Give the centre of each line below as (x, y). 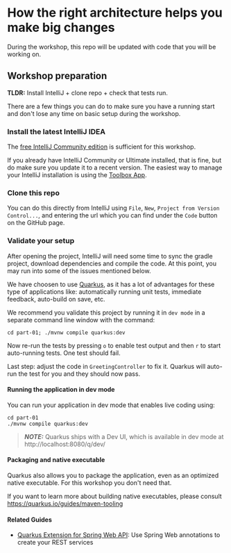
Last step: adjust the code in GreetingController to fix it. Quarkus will (106, 366)
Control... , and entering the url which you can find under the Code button (112, 215)
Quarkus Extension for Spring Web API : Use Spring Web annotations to (119, 535)
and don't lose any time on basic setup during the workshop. (94, 113)
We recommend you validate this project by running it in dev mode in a (106, 312)
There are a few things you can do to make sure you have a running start (111, 106)
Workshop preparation (57, 76)
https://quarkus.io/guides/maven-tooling (65, 504)
